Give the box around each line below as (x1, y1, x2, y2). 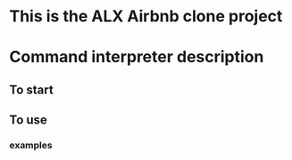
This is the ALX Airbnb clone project (9, 6, 283, 27)
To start (9, 82, 54, 97)
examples (9, 140, 53, 152)
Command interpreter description (9, 47, 264, 68)
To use (9, 113, 47, 128)
